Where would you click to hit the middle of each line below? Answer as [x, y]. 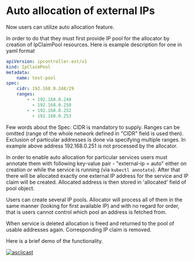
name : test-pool [36, 78]
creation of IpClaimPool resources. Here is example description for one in [94, 44]
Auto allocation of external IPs [81, 11]
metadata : [18, 72]
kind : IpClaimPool [28, 67]
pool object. [20, 188]
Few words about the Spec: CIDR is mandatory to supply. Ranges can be [93, 127]
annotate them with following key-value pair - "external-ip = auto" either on [96, 163]
